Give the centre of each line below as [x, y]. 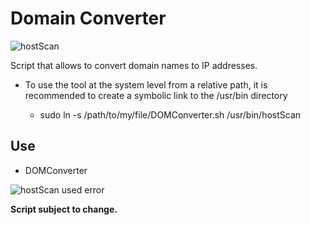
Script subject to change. [64, 209]
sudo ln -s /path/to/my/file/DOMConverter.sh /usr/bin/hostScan [170, 114]
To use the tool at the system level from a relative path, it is [146, 84]
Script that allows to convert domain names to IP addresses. [134, 65]
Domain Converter [88, 18]
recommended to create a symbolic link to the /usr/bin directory [156, 95]
